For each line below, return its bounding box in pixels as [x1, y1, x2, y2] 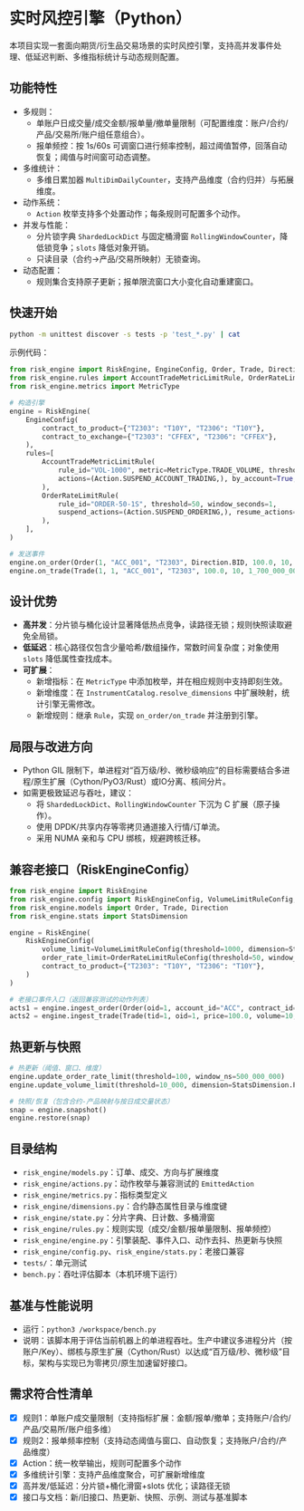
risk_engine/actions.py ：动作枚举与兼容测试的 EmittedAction [22, 1179, 255, 1189]
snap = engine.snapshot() [9, 1105, 107, 1114]
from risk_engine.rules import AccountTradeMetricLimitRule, [9, 373, 245, 383]
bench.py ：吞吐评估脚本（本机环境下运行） [22, 1269, 183, 1280]
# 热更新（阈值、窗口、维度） [9, 1063, 106, 1073]
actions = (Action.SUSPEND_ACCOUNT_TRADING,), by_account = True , [57, 474, 298, 483]
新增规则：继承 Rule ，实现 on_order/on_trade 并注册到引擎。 [35, 710, 263, 721]
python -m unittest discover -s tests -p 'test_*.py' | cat [9, 330, 242, 339]
